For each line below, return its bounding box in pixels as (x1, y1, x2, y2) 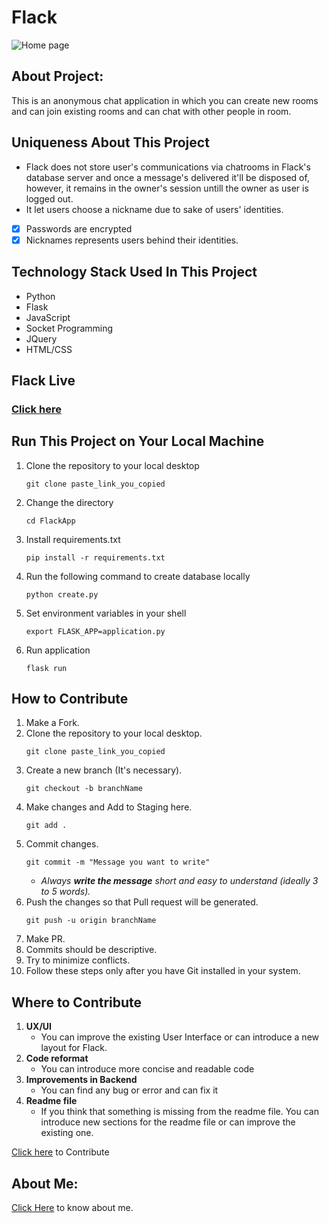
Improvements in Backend (25, 1074, 138, 1086)
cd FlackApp (25, 516, 76, 526)
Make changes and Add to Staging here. (25, 801, 193, 813)
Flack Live (11, 372, 76, 389)
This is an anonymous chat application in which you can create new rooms (11, 94, 319, 106)
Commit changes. (25, 838, 99, 850)
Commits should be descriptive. (25, 944, 158, 956)
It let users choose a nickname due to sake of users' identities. (25, 203, 284, 215)
